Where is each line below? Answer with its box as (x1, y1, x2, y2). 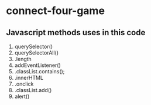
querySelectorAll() (14, 49, 59, 56)
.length (14, 56, 32, 62)
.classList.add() (14, 87, 52, 93)
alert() (14, 93, 30, 100)
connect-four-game (6, 4, 105, 18)
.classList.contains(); (14, 68, 65, 74)
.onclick (14, 80, 34, 87)
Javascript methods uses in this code (6, 28, 146, 38)
